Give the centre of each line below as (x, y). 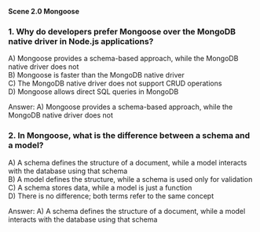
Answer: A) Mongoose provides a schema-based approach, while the (121, 107)
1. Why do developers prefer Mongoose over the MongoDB (122, 31)
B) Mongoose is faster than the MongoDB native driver (96, 75)
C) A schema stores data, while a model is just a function (100, 187)
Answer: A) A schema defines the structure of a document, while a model (127, 211)
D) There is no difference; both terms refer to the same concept (111, 196)
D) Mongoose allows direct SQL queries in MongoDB (93, 92)
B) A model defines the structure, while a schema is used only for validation (130, 179)
